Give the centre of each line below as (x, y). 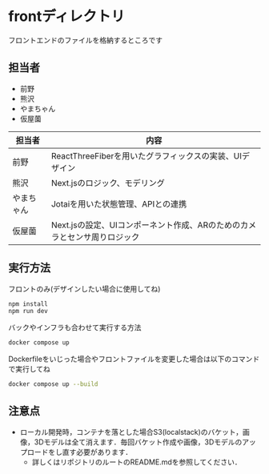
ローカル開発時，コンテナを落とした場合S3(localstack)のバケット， (131, 432)
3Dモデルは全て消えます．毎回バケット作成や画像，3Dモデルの (138, 442)
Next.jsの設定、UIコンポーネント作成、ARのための (146, 225)
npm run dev (28, 311)
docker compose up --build (53, 384)
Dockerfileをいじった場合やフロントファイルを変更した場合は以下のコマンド (134, 359)
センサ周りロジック (103, 237)
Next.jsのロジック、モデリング (108, 183)
